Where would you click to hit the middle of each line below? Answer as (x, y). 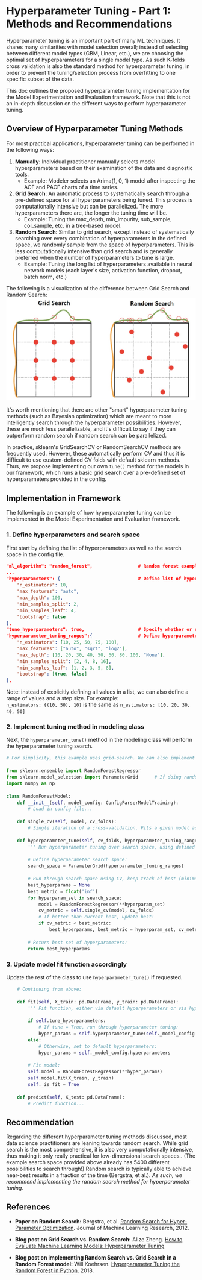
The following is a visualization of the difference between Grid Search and (98, 288)
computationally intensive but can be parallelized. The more (89, 206)
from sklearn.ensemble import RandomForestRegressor (74, 771)
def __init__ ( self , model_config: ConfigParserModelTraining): (98, 803)
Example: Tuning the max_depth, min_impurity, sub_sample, (98, 219)
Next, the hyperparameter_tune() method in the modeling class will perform (99, 740)
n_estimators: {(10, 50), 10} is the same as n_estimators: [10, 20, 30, (98, 705)
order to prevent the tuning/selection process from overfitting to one (91, 72)
